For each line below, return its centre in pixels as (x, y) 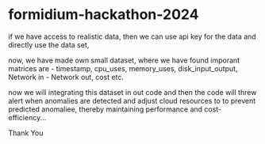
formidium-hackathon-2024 (104, 15)
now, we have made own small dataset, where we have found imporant (124, 60)
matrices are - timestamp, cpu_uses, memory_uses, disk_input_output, (123, 68)
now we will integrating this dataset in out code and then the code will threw (132, 92)
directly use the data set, (49, 44)
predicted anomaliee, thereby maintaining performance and (106, 109)
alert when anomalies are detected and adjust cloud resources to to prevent (132, 100)
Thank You (26, 133)
